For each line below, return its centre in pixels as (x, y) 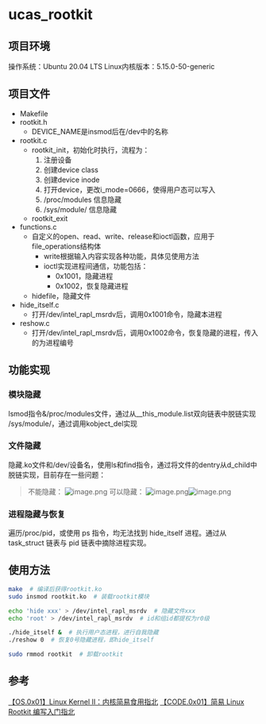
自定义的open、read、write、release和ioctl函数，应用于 (123, 236)
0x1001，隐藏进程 (84, 276)
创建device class (71, 169)
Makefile (34, 114)
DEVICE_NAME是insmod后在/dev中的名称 (100, 131)
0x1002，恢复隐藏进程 (92, 286)
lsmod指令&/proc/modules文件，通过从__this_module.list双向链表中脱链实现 (132, 413)
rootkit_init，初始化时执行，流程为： (91, 149)
